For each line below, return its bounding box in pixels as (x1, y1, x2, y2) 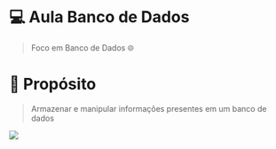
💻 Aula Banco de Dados (9, 7, 190, 27)
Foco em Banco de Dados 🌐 (30, 42, 135, 53)
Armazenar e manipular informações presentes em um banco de (30, 103, 267, 114)
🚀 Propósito (9, 74, 97, 94)
